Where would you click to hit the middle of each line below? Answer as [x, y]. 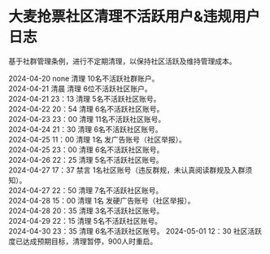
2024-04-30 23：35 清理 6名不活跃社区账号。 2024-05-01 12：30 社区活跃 [135, 231]
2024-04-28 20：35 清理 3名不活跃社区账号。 [86, 210]
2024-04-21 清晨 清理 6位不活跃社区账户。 [80, 88]
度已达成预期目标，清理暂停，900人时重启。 [83, 241]
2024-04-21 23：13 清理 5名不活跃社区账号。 [85, 99]
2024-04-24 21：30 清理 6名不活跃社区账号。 [85, 129]
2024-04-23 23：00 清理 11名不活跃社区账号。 [87, 119]
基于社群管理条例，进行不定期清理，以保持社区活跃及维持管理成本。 [122, 61]
